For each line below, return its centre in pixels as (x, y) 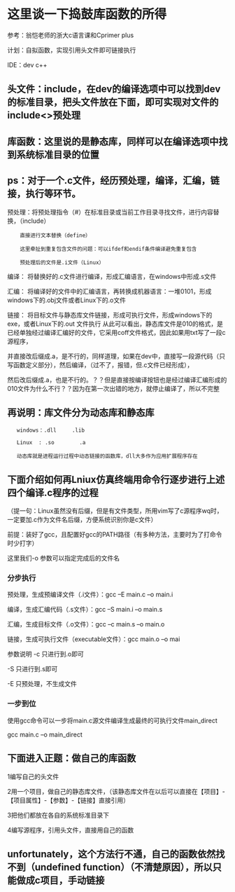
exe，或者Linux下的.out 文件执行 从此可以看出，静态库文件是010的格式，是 (115, 324)
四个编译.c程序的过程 (53, 492)
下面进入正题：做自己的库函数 (72, 759)
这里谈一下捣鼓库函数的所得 (87, 14)
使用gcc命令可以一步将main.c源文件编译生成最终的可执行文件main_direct (113, 720)
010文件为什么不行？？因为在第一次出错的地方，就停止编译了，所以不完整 (114, 388)
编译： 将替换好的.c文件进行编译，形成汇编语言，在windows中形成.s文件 (112, 276)
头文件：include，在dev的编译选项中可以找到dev (114, 89)
